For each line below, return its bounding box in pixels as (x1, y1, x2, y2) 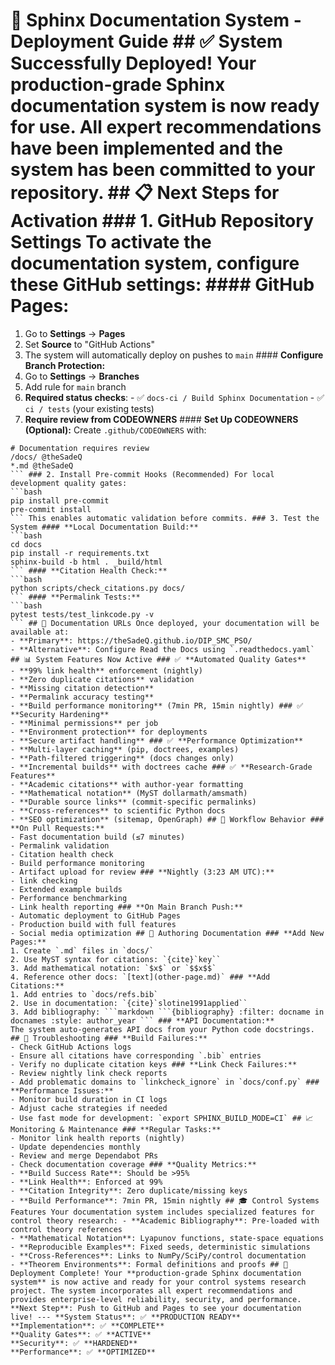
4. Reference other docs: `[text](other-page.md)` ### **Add (10, 972, 271, 982)
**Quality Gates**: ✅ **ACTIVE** (10, 1329, 152, 1339)
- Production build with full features (10, 919, 177, 929)
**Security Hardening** (10, 709, 110, 719)
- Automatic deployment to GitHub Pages (10, 910, 182, 921)
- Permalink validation (10, 840, 110, 851)
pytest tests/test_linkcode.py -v (10, 609, 155, 619)
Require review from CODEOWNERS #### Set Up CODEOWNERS (24, 413, 299, 425)
